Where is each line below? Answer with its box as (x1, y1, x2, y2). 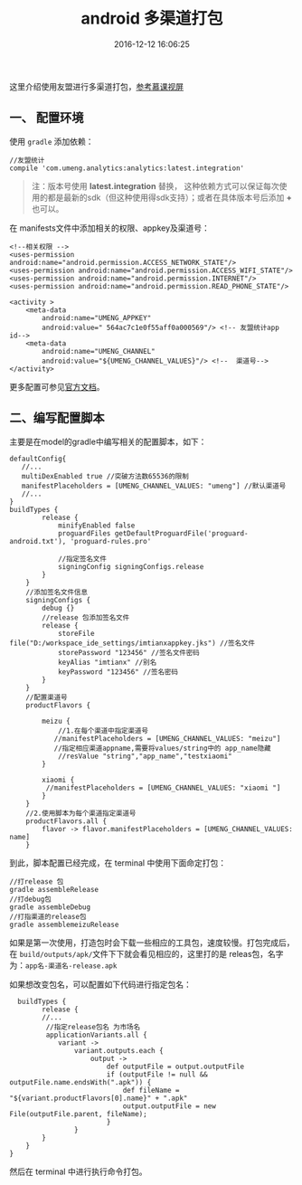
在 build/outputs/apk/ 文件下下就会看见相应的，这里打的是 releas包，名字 (9, 948, 284, 959)
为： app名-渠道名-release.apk (9, 960, 118, 971)
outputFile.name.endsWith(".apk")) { (9, 1077, 152, 1086)
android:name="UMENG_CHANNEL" (42, 346, 156, 355)
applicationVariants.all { (45, 1030, 147, 1039)
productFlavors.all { (25, 816, 107, 826)
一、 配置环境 (9, 110, 84, 126)
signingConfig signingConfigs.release (57, 562, 204, 571)
